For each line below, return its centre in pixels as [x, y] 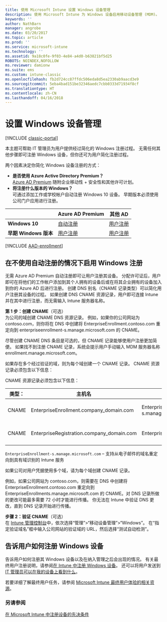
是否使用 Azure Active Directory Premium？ [58, 176]
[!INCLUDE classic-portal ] [32, 138]
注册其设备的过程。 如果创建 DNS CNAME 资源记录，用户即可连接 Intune [84, 294]
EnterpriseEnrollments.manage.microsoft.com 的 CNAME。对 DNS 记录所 [80, 493]
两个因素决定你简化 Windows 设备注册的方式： [53, 165]
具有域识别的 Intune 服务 [39, 460]
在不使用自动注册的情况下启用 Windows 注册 [74, 263]
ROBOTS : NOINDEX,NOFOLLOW [32, 61]
